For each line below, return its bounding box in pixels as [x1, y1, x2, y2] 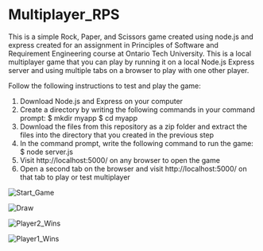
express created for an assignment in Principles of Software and [8, 40, 219, 49]
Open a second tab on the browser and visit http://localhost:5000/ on [19, 164, 248, 173]
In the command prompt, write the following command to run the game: [19, 138, 254, 148]
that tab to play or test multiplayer [19, 172, 131, 182]
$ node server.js [19, 147, 74, 156]
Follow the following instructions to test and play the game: [8, 81, 201, 91]
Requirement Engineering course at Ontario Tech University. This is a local [8, 48, 252, 58]
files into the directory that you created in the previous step [19, 129, 215, 140]
